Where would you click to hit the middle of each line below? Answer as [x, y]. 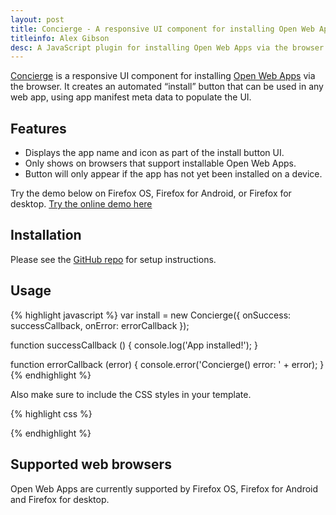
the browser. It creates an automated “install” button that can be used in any [167, 87]
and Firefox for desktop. [60, 499]
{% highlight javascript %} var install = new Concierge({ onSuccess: [151, 315]
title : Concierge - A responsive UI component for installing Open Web [162, 29]
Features [38, 128]
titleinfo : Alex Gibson [60, 38]
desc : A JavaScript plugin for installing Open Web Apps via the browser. [169, 47]
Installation [46, 235]
